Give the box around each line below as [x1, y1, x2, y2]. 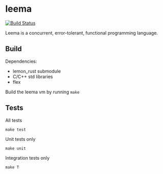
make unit [5, 146, 26, 151]
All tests [5, 117, 22, 123]
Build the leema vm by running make [5, 89, 80, 95]
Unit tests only [5, 136, 36, 142]
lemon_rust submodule [12, 68, 61, 74]
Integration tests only [5, 155, 50, 161]
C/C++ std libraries [12, 73, 53, 80]
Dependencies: [5, 58, 37, 64]
